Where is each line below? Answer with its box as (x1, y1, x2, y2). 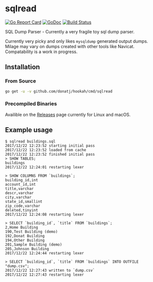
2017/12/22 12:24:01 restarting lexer (5, 165, 84, 169)
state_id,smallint (5, 199, 43, 204)
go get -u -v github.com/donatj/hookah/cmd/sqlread (5, 89, 112, 94)
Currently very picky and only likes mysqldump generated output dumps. (5, 38, 148, 44)
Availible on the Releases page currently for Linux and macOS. (5, 112, 131, 117)
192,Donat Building (5, 233, 45, 238)
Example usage (5, 126, 53, 134)
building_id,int (5, 177, 38, 182)
